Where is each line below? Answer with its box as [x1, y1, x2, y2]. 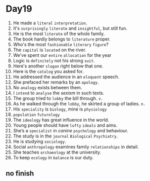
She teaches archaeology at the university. [13, 149, 102, 155]
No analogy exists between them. [13, 84, 82, 90]
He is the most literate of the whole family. [13, 30, 105, 37]
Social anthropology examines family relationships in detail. [13, 143, 139, 150]
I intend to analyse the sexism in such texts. [13, 90, 105, 96]
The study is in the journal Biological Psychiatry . [13, 133, 118, 139]
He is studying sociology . [13, 138, 66, 144]
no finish [6, 169, 34, 178]
